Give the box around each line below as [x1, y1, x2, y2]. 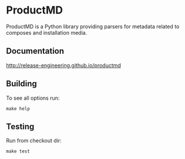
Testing [6, 121, 35, 131]
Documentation [6, 46, 65, 56]
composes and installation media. [6, 29, 88, 36]
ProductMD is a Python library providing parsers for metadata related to [6, 23, 180, 30]
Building [6, 79, 37, 89]
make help [6, 106, 31, 111]
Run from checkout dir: [6, 137, 62, 144]
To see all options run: [6, 94, 60, 102]
